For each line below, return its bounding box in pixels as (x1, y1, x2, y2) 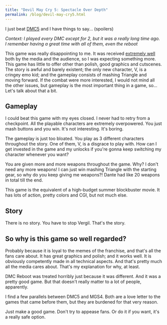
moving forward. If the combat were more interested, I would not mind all (5, 77, 155, 83)
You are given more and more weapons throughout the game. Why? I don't (5, 161, 159, 167)
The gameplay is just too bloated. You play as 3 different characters (5, 135, 144, 141)
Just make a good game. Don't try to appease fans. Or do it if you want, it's (5, 308, 160, 314)
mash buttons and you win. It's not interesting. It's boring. (5, 126, 124, 132)
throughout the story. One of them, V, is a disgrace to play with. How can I (5, 141, 157, 147)
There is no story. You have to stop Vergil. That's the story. (5, 220, 126, 226)
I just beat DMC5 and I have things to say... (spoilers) (5, 25, 114, 31)
